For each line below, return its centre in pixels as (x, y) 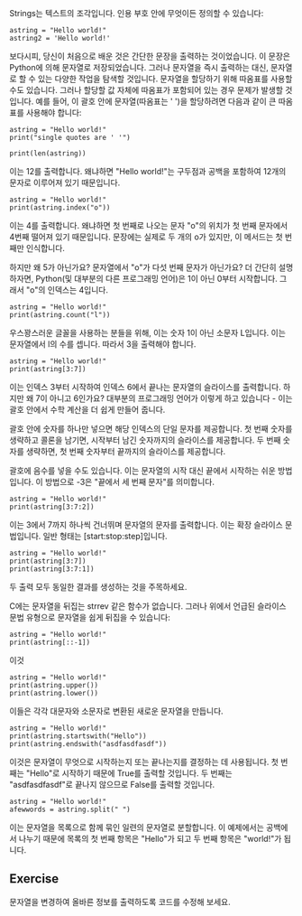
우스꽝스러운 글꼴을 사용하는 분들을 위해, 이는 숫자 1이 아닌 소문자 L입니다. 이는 (148, 333)
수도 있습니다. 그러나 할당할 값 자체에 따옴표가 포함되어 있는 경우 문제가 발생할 (146, 90)
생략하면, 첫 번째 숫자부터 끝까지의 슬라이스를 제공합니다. (126, 451)
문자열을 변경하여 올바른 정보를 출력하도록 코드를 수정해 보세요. (120, 902)
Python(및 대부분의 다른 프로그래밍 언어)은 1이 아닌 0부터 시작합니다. (156, 279)
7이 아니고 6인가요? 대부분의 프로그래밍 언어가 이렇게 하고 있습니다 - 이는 (164, 398)
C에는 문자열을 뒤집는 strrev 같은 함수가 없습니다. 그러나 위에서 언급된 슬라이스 (148, 606)
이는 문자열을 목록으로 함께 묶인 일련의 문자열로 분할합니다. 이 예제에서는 (137, 827)
